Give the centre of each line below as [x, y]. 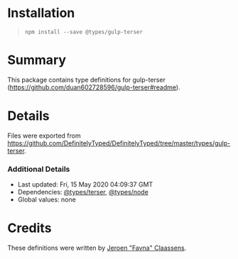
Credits [29, 228]
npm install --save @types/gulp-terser [84, 32]
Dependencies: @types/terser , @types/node [83, 192]
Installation [41, 13]
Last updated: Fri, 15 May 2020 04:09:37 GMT [85, 184]
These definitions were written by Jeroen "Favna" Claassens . [97, 248]
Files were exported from [44, 136]
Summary [37, 60]
